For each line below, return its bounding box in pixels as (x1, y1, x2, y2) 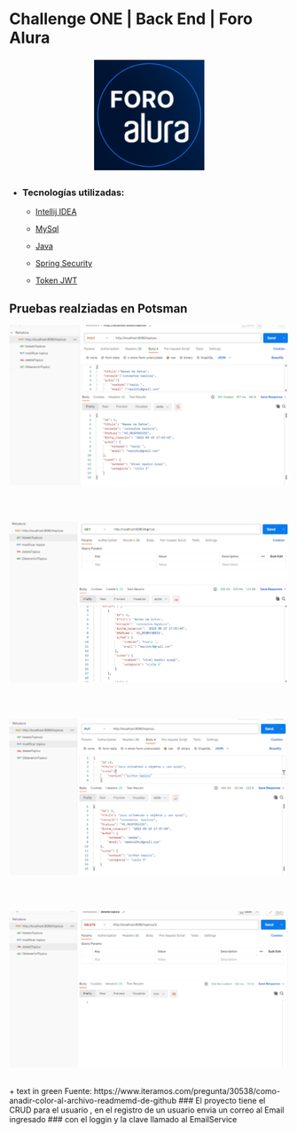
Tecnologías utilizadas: (21, 186, 125, 199)
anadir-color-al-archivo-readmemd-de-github (9, 1095, 177, 1105)
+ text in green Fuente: (9, 1085, 92, 1096)
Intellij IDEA (35, 207, 77, 217)
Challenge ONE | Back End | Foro (9, 9, 253, 29)
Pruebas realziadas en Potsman (9, 301, 188, 316)
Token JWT (35, 275, 78, 286)
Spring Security (35, 258, 93, 269)
